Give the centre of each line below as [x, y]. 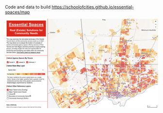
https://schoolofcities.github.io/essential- [93, 7]
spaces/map [17, 12]
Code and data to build [28, 7]
